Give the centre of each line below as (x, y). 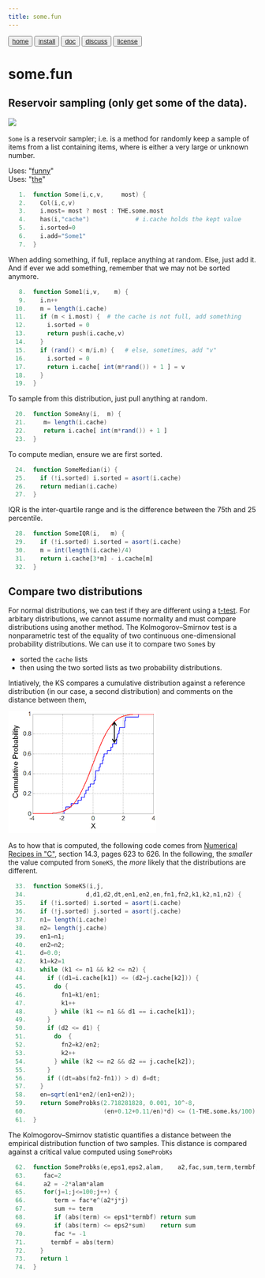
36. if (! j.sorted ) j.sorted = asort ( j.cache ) (98, 912)
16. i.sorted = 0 (52, 358)
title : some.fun (35, 17)
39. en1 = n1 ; (40, 937)
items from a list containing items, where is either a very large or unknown (128, 147)
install (47, 41)
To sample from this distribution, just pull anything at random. (108, 398)
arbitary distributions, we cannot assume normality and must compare (122, 619)
